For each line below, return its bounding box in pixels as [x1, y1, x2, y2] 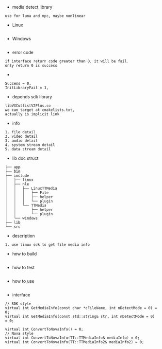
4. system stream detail [5, 143, 55, 147]
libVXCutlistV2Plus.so [5, 103, 51, 108]
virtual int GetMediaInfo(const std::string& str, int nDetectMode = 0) [5, 314, 155, 319]
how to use [12, 278, 35, 284]
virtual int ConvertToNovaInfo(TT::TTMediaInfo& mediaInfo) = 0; [5, 335, 140, 340]
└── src [5, 224, 21, 229]
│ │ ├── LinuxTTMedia [5, 186, 57, 191]
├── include [5, 173, 29, 178]
